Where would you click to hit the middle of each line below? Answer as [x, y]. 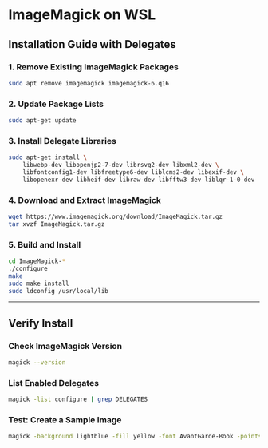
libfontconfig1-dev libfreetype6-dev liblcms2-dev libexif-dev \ [134, 172]
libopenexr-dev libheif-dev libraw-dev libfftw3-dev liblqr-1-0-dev [139, 180]
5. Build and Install [45, 244]
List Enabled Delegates [54, 383]
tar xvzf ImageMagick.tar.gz [57, 224]
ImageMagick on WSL [82, 15]
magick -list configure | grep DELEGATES [78, 400]
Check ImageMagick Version [65, 346]
